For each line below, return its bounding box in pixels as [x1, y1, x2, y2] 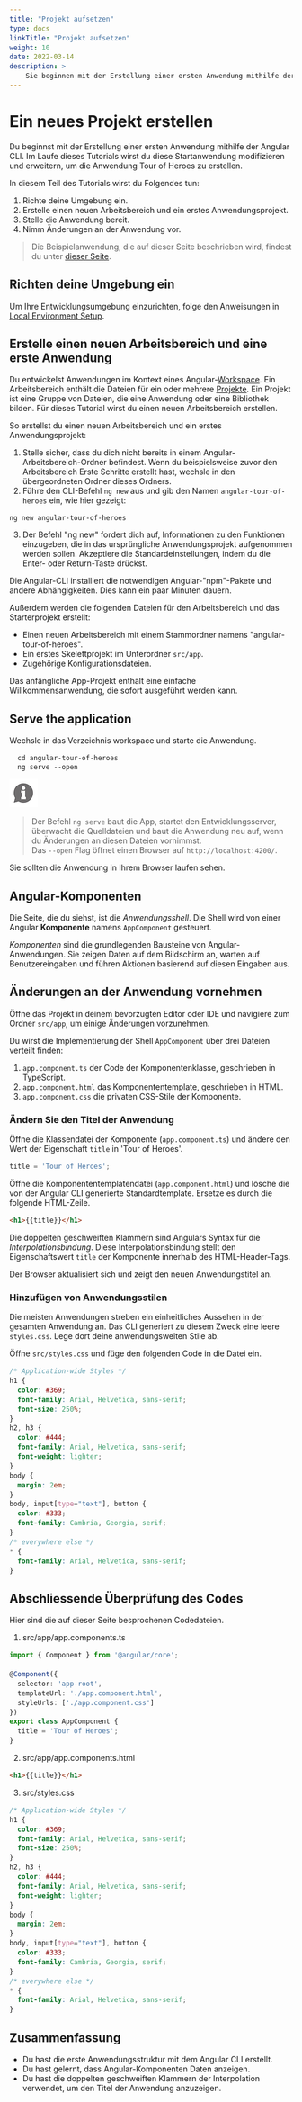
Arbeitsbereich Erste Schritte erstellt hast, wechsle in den [22, 466, 235, 477]
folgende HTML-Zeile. [9, 1198, 91, 1208]
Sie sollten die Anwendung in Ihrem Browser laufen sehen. [9, 862, 226, 873]
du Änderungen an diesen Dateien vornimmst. [31, 835, 202, 846]
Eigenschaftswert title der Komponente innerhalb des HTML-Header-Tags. [9, 1251, 290, 1262]
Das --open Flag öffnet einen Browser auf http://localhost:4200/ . [31, 845, 278, 856]
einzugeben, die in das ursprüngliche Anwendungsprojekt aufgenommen [22, 539, 293, 550]
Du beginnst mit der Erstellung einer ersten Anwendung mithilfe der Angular [9, 140, 290, 152]
